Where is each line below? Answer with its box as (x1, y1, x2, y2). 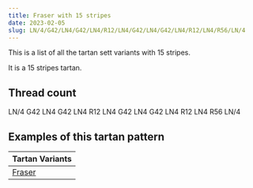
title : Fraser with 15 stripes (8, 11, 111, 20)
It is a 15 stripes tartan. (8, 63, 82, 73)
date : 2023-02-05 (8, 19, 66, 27)
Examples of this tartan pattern (8, 130, 164, 143)
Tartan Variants (12, 153, 73, 164)
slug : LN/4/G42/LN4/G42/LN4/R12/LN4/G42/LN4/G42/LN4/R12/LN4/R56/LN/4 (8, 26, 246, 34)
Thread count (8, 86, 77, 100)
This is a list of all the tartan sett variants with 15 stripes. (8, 48, 191, 58)
